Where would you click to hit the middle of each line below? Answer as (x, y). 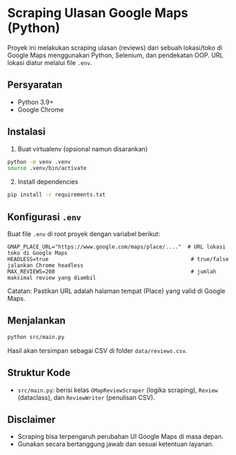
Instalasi (26, 132)
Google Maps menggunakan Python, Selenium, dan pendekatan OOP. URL (116, 55)
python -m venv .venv (39, 162)
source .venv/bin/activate (47, 168)
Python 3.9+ (36, 102)
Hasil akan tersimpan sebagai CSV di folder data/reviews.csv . (98, 350)
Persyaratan (35, 85)
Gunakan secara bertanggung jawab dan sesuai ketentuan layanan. (116, 444)
